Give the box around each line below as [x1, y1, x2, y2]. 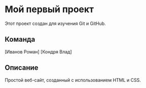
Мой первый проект [5, 4, 94, 15]
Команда [5, 35, 35, 44]
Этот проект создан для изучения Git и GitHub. [5, 20, 106, 26]
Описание [5, 64, 39, 72]
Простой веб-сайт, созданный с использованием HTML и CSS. [5, 77, 141, 83]
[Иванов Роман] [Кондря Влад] [5, 48, 72, 54]
